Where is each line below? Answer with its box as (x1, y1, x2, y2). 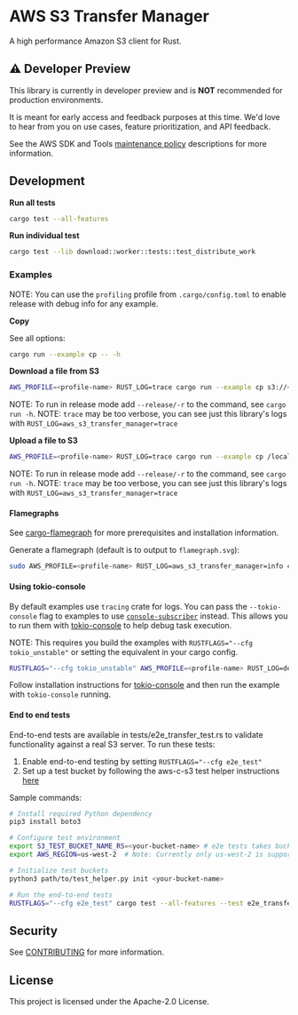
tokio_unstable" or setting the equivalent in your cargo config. (9, 646, 239, 657)
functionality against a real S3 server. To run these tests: (9, 739, 216, 749)
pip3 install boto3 (9, 818, 82, 827)
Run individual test (9, 230, 80, 241)
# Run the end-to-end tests (9, 891, 114, 899)
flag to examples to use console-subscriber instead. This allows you (39, 611, 288, 621)
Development (9, 173, 86, 188)
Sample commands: (9, 792, 82, 803)
